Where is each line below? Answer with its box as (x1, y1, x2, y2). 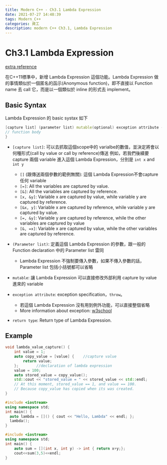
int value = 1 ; (14, 349, 46, 354)
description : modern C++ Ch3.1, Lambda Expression (5, 26, 112, 31)
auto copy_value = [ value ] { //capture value (14, 354, 117, 359)
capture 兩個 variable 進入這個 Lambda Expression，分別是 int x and (12, 156, 155, 162)
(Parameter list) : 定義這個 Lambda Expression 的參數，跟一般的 (12, 241, 146, 247)
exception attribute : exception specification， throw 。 (12, 291, 125, 297)
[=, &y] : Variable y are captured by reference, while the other (19, 215, 147, 221)
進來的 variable (12, 281, 44, 287)
